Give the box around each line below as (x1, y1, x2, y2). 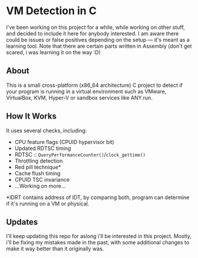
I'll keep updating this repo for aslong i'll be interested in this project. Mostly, (6, 233, 192, 240)
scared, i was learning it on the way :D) (6, 48, 101, 55)
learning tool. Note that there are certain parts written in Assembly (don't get (6, 43, 192, 50)
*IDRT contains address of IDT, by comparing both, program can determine (6, 194, 190, 201)
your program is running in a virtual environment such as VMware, (6, 87, 167, 95)
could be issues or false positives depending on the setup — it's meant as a (6, 36, 190, 43)
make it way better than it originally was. (6, 245, 104, 252)
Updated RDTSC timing (14, 145, 71, 152)
